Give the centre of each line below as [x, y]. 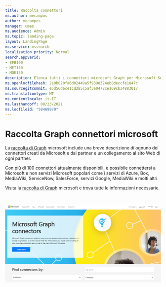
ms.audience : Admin [25, 31]
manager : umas [20, 26]
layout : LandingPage [26, 42]
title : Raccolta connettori [34, 10]
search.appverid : [23, 57]
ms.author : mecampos [26, 16]
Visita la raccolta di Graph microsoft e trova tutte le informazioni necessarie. [83, 188]
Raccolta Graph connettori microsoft [82, 134]
